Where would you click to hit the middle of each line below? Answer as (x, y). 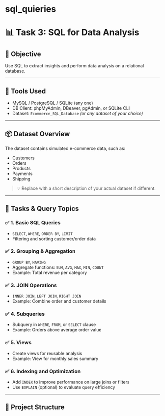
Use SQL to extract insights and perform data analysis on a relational (75, 66)
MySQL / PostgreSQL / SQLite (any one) (53, 103)
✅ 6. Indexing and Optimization (43, 371)
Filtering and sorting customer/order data (54, 238)
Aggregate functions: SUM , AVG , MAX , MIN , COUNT (58, 267)
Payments (22, 174)
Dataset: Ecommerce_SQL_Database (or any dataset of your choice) (78, 113)
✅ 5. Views (18, 343)
